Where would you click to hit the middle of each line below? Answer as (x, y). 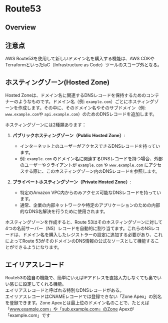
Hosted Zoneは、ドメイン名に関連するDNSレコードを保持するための (76, 95)
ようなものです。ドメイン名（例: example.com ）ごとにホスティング (86, 101)
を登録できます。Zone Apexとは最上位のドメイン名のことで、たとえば (77, 303)
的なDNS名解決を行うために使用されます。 (64, 211)
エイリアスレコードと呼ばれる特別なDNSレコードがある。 (64, 290)
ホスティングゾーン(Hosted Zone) (57, 82)
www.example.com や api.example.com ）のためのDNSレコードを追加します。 (81, 114)
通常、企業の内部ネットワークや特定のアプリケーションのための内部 (90, 205)
